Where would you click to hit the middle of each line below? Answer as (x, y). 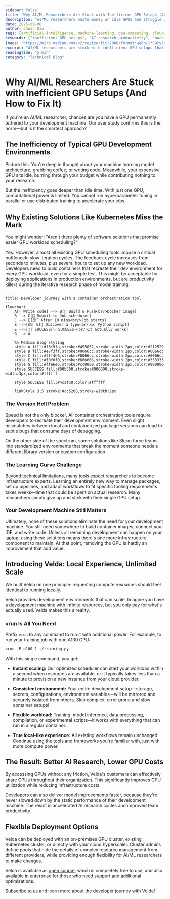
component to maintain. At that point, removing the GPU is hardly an (76, 543)
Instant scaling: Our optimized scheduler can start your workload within (88, 668)
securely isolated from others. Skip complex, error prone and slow (81, 700)
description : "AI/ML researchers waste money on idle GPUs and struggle (83, 19)
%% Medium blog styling (39, 342)
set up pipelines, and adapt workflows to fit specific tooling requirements (81, 486)
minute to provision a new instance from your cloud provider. (76, 679)
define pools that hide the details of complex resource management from (81, 850)
